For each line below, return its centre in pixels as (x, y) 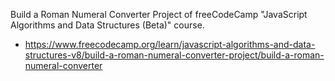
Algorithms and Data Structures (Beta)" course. (107, 25)
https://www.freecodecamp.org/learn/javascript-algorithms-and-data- (170, 44)
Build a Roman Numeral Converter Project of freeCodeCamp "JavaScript (159, 14)
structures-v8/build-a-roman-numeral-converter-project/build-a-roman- (174, 55)
